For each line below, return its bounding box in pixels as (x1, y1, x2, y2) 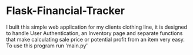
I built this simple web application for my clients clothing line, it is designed (6, 23, 187, 30)
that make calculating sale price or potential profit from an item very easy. (6, 36, 185, 43)
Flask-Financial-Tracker (6, 4, 125, 18)
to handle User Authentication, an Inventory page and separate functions (6, 29, 183, 36)
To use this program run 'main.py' (6, 42, 88, 49)
